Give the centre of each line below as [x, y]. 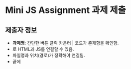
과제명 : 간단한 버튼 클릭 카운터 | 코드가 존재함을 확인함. [65, 43]
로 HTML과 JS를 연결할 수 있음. [43, 49]
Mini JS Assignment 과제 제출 [65, 10]
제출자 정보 [21, 30]
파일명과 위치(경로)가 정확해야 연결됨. [49, 55]
